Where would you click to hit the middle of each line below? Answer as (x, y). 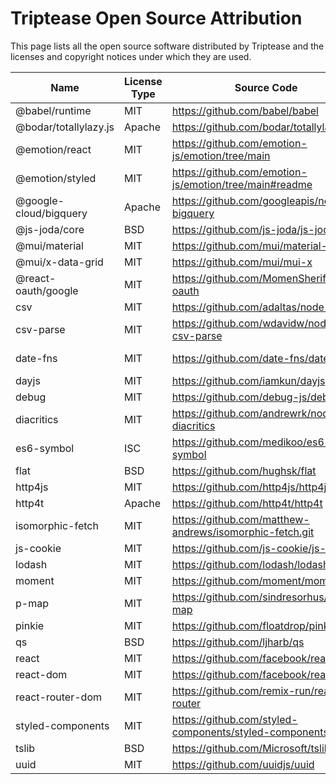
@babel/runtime (53, 110)
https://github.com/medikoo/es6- (251, 442)
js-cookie (38, 548)
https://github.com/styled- (234, 719)
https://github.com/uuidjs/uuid (243, 764)
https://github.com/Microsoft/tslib (251, 748)
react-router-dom (58, 697)
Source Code (266, 87)
